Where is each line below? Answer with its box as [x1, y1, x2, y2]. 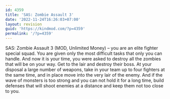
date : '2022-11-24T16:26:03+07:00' [5, 17, 81, 22]
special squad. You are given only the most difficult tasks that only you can [5, 50, 162, 56]
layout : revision [5, 21, 42, 27]
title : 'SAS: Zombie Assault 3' [5, 12, 74, 17]
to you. [5, 88, 20, 94]
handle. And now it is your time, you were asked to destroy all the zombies [5, 56, 161, 61]
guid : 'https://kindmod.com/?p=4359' [5, 26, 86, 31]
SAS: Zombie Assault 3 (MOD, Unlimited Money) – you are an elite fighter [5, 45, 158, 51]
